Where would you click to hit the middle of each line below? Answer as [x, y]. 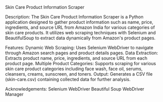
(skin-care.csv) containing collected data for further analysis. [68, 79]
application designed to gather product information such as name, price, [79, 22]
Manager [14, 94]
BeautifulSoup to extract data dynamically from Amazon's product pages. [80, 38]
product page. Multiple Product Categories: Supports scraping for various [81, 63]
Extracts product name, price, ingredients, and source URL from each [76, 58]
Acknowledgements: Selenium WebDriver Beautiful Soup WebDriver [75, 89]
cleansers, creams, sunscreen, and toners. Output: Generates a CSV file [79, 74]
